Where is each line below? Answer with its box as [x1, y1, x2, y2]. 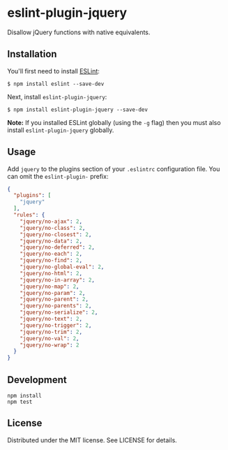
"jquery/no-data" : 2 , [20, 238, 82, 245]
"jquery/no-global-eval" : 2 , [20, 263, 105, 270]
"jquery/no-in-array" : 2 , [20, 276, 96, 284]
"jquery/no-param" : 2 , [20, 289, 86, 296]
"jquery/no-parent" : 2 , [20, 296, 89, 303]
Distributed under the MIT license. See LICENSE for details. [7, 435, 178, 444]
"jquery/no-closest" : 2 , [20, 231, 92, 238]
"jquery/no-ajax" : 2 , [20, 218, 82, 225]
